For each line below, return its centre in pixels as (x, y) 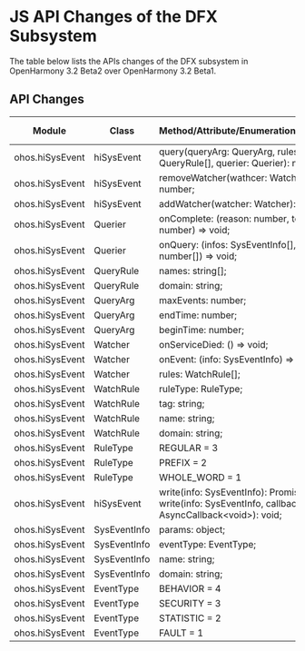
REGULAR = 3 (188, 448)
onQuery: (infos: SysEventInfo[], (227, 244)
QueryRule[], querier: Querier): (224, 163)
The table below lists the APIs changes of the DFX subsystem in (129, 61)
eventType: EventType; (207, 544)
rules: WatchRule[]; (199, 374)
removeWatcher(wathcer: (213, 177)
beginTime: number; (202, 330)
